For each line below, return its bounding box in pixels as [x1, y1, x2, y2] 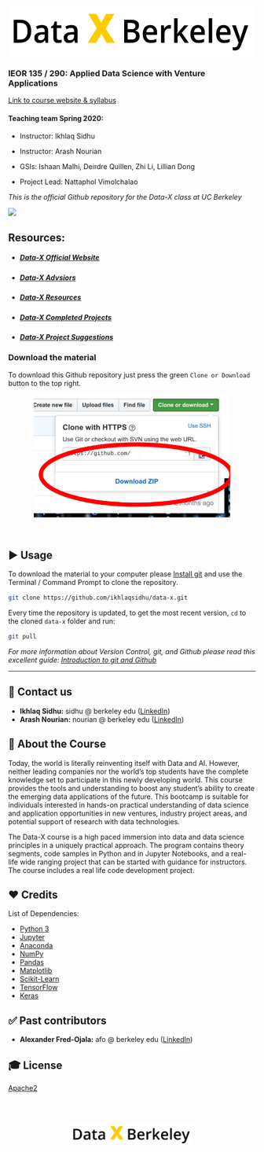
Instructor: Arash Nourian [19, 146, 102, 156]
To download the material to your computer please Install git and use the [8, 569, 243, 579]
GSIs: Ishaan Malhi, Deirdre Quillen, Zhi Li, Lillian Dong [19, 161, 195, 171]
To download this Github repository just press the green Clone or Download [8, 370, 251, 379]
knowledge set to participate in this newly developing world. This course [8, 775, 244, 784]
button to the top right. [8, 378, 81, 388]
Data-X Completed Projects [19, 312, 112, 322]
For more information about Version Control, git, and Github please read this [8, 646, 255, 656]
